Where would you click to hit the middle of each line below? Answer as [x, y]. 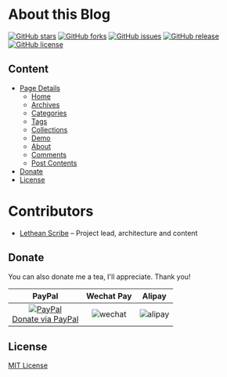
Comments [49, 154]
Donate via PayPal [45, 319]
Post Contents [54, 163]
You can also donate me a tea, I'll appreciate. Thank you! [99, 277]
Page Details [40, 88]
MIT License [28, 365]
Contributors [51, 211]
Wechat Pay [109, 295]
